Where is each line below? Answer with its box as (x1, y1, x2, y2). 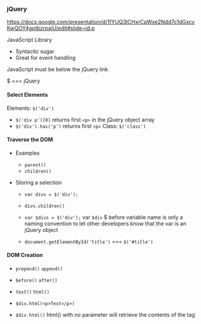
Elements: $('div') (7, 104, 54, 112)
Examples (15, 149, 40, 157)
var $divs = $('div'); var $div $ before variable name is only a (24, 213, 183, 221)
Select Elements (7, 91, 48, 98)
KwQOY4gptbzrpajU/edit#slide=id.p (7, 25, 95, 32)
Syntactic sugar (15, 48, 54, 55)
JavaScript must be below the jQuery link (7, 66, 108, 73)
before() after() (15, 277, 58, 283)
